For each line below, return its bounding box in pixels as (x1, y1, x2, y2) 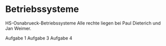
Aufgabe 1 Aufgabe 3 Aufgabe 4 (5, 35, 73, 41)
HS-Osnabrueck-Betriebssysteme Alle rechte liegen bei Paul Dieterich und (5, 20, 161, 26)
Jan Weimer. (5, 25, 31, 31)
